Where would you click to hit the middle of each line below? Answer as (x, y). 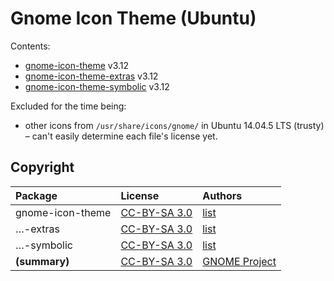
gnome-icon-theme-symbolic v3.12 (97, 86)
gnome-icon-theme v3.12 (77, 65)
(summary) (42, 261)
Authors (222, 195)
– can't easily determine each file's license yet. (121, 136)
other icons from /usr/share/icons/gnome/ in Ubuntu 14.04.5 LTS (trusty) (174, 125)
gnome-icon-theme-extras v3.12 (91, 76)
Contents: (30, 46)
